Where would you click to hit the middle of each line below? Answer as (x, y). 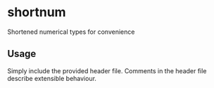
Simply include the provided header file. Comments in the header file (107, 70)
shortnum (37, 12)
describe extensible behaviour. (52, 78)
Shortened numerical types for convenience (71, 32)
